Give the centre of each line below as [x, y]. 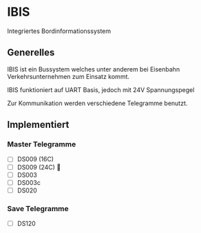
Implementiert [38, 125]
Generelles [31, 53]
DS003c [29, 182]
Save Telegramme [38, 208]
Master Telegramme [42, 144]
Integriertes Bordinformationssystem [59, 31]
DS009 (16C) [35, 159]
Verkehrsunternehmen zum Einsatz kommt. [68, 76]
